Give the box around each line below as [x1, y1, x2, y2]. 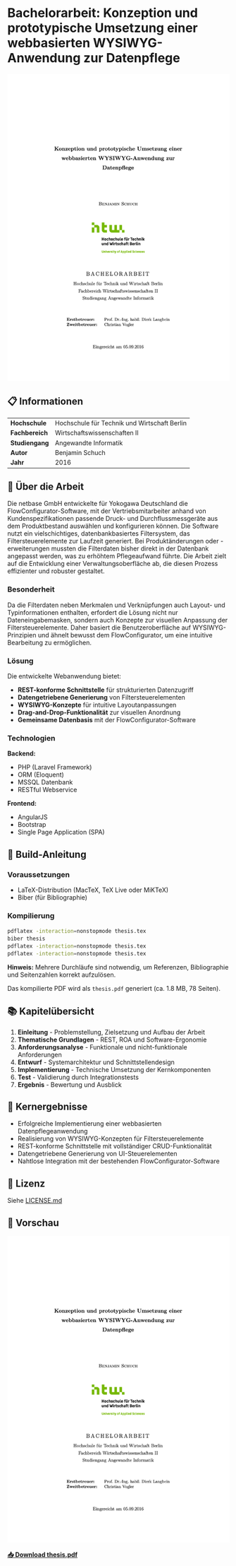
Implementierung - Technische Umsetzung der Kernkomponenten [17, 1065, 211, 1073]
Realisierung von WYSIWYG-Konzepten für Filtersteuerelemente [17, 1134, 204, 1143]
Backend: [7, 749, 36, 758]
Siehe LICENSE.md [7, 1196, 63, 1205]
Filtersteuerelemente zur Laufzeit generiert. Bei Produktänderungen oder [7, 537, 220, 546]
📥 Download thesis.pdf [7, 1550, 78, 1559]
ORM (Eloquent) [17, 770, 65, 779]
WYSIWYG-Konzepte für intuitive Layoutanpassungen [17, 701, 177, 710]
